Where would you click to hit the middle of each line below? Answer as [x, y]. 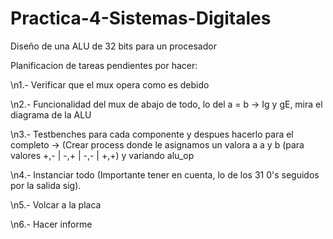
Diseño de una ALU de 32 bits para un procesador [113, 46]
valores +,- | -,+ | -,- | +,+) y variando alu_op [102, 155]
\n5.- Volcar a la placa [56, 204]
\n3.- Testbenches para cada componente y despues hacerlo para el [152, 134]
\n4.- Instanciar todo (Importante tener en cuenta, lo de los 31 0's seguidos [165, 174]
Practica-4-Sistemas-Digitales [141, 18]
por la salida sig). [46, 185]
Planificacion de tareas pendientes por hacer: [104, 65]
